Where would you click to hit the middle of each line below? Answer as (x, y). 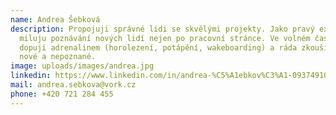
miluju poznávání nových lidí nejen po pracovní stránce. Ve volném (165, 38)
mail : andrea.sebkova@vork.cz (73, 85)
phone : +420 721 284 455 (62, 94)
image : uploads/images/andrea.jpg (82, 66)
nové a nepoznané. (58, 57)
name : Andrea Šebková (55, 19)
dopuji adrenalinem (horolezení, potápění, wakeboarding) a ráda (158, 47)
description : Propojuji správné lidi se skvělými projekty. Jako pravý (162, 29)
